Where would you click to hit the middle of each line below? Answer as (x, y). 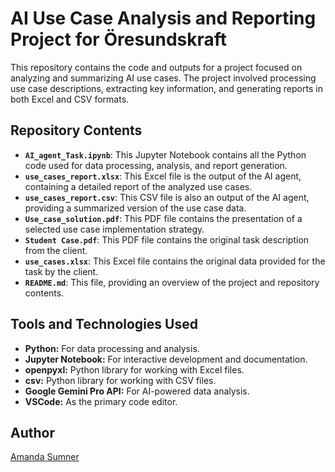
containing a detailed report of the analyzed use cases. (138, 186)
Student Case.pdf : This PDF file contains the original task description (167, 239)
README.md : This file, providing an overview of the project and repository (172, 282)
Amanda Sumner (45, 457)
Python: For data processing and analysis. (112, 348)
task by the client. (61, 271)
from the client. (56, 250)
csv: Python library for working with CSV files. (120, 380)
